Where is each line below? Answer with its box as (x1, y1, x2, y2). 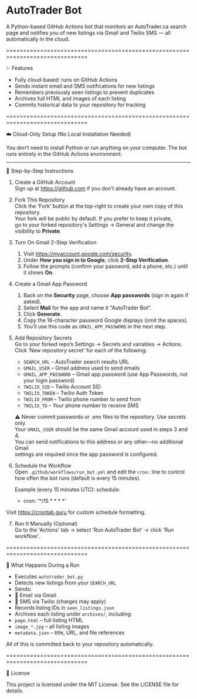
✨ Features (6, 64, 33, 71)
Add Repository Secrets (14, 334, 72, 341)
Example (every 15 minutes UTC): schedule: (14, 486, 120, 493)
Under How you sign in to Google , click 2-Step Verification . (23, 256, 170, 263)
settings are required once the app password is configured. (14, 451, 158, 458)
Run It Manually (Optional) (14, 520, 78, 527)
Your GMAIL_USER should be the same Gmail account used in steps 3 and (14, 425, 188, 432)
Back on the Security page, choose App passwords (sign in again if (23, 291, 189, 298)
